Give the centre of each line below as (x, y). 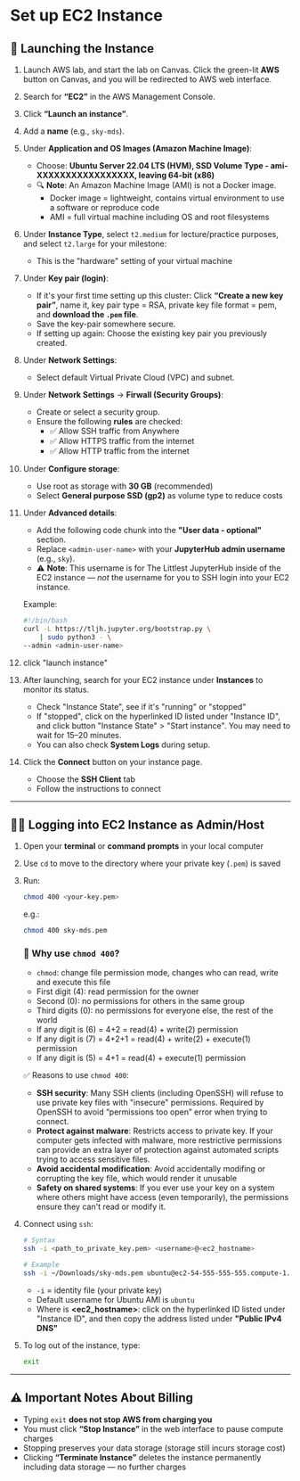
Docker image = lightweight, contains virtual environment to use (167, 198)
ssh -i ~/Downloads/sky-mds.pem (83, 1273)
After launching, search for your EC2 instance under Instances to (143, 679)
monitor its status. (56, 689)
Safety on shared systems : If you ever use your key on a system (155, 1188)
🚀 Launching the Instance (82, 49)
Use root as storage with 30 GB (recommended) (125, 486)
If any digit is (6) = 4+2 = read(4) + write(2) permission (137, 1030)
